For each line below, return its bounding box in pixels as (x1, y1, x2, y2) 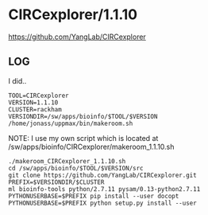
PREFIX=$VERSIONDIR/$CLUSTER (8, 178, 105, 186)
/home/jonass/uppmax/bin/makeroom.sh (8, 119, 133, 127)
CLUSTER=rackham (8, 105, 62, 113)
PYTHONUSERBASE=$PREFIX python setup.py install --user (8, 199, 197, 207)
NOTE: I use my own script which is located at (8, 133, 159, 143)
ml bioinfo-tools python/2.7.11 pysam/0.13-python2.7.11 (8, 185, 201, 193)
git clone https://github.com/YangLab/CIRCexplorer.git (8, 171, 197, 179)
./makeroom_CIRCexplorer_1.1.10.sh (8, 157, 126, 165)
